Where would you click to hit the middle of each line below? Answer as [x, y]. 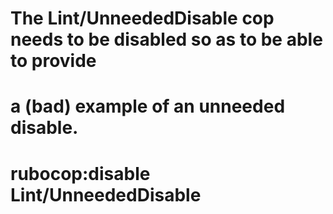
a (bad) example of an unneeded [148, 106]
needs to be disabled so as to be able [166, 39]
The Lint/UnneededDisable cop [142, 18]
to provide [53, 61]
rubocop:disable [80, 173]
